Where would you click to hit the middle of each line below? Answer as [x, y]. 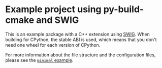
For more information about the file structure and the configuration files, [80, 55]
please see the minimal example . [39, 60]
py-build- [124, 9]
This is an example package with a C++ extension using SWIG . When [77, 34]
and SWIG [58, 20]
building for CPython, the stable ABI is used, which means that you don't [81, 40]
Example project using [53, 9]
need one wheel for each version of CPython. [53, 45]
